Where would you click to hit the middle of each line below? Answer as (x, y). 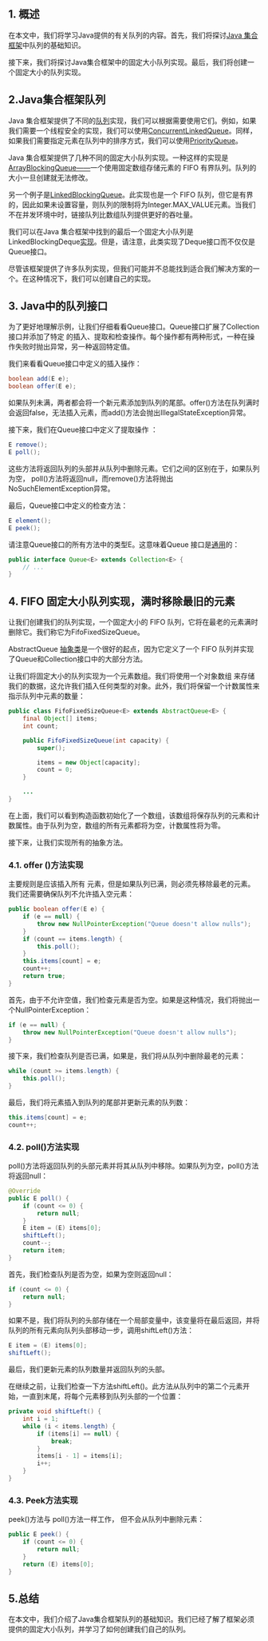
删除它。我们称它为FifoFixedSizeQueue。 (77, 632)
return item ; (44, 1251)
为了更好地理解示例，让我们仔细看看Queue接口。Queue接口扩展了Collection (134, 327)
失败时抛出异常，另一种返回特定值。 (74, 347)
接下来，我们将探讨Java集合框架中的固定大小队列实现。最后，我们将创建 (128, 62)
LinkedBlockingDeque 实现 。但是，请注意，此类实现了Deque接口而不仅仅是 (132, 242)
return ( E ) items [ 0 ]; (58, 1564)
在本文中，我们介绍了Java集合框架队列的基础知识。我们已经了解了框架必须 (132, 1619)
